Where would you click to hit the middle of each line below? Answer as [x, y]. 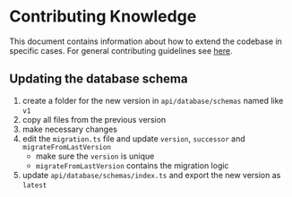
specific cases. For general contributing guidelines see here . [121, 50]
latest [34, 185]
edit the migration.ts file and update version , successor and [133, 138]
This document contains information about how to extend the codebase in [146, 41]
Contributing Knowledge [103, 17]
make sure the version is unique [95, 156]
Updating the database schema [99, 79]
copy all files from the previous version [94, 119]
